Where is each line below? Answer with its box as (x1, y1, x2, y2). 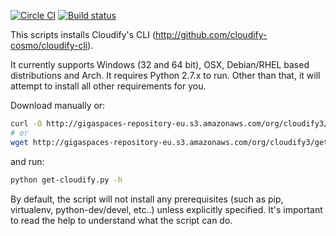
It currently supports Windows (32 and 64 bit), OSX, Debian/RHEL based (10, 59, 310, 70)
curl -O (10, 119, 43, 129)
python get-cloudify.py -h (10, 175, 123, 185)
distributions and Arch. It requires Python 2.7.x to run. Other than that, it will (10, 70, 321, 81)
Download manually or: (10, 100, 106, 111)
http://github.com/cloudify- (155, 29, 268, 40)
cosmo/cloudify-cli (10, 40, 88, 51)
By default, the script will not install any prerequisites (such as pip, (10, 193, 284, 205)
